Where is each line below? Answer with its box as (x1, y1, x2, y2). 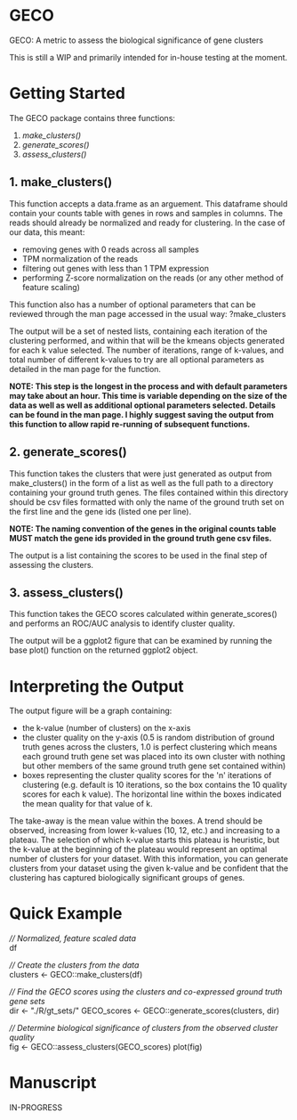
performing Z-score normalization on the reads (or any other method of (21, 272, 285, 283)
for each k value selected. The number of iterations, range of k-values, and (9, 345, 285, 355)
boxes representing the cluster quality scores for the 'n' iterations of (21, 770, 272, 781)
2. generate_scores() (9, 444, 127, 459)
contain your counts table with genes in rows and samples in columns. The (9, 207, 283, 218)
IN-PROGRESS (9, 1102, 63, 1113)
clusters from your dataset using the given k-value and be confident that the (9, 863, 289, 873)
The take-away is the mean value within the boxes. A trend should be (9, 816, 263, 826)
